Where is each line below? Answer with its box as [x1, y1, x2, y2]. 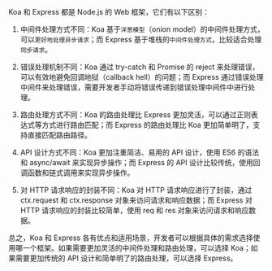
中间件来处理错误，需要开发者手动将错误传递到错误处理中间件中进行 [19, 82, 248, 92]
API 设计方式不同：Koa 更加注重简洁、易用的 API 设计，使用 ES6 [19, 147, 236, 157]
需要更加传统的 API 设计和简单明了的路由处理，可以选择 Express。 [15, 253, 238, 263]
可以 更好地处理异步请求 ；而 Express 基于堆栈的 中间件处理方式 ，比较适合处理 [19, 35, 262, 44]
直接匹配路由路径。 [27, 130, 92, 140]
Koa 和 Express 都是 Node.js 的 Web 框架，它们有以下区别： [8, 7, 209, 16]
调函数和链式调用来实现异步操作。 [19, 168, 135, 177]
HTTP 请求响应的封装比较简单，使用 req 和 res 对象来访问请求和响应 [19, 206, 249, 215]
